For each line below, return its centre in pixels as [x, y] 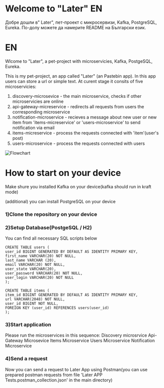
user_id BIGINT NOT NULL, [32, 304]
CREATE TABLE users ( [27, 248]
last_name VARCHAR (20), [31, 260]
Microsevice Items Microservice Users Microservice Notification [89, 341]
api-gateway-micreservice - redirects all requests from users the [78, 106]
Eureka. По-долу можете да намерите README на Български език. [76, 27]
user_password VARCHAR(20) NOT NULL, [44, 273]
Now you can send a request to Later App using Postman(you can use [76, 369]
